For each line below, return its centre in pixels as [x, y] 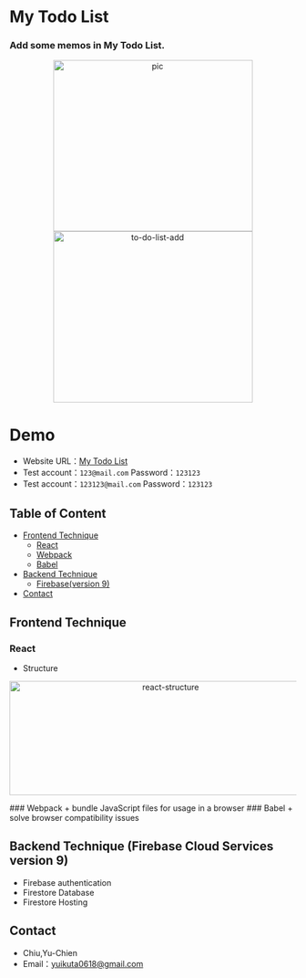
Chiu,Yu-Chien [50, 952]
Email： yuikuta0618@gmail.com [83, 963]
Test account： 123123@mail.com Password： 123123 [117, 484]
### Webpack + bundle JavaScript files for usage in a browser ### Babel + [151, 808]
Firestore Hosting [55, 902]
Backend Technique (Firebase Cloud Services [142, 847]
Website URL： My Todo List [75, 461]
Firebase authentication [67, 882]
